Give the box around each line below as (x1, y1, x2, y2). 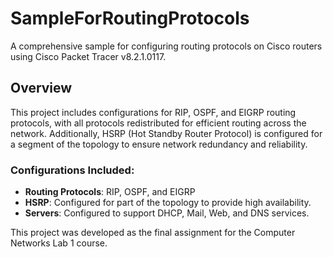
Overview (10, 80, 73, 97)
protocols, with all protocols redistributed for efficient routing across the (10, 117, 307, 129)
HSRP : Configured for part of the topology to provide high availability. (24, 197, 312, 209)
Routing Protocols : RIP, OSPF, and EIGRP (24, 186, 196, 198)
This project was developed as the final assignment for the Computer (10, 227, 296, 239)
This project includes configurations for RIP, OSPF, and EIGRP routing (10, 106, 297, 118)
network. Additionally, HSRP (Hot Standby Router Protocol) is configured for (10, 127, 323, 139)
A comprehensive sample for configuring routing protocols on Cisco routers (10, 40, 323, 52)
